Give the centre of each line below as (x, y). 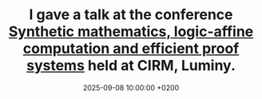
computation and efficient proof (131, 49)
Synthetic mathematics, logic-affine (131, 32)
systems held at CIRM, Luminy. (131, 66)
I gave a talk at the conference (131, 15)
